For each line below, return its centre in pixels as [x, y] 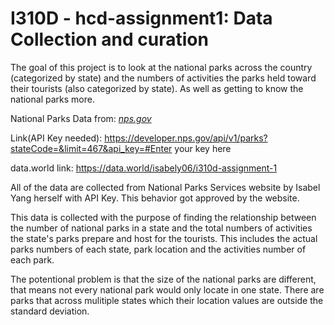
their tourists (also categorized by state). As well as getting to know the [157, 88]
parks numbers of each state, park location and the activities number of [158, 249]
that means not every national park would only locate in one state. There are [167, 289]
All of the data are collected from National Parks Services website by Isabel [165, 187]
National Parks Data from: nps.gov [81, 118]
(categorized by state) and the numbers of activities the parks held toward [163, 78]
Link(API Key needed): [56, 138]
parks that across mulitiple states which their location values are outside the [167, 300]
